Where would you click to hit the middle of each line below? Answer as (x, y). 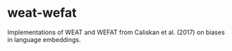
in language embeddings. (44, 39)
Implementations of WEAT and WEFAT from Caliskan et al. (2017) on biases (116, 32)
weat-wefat (42, 13)
